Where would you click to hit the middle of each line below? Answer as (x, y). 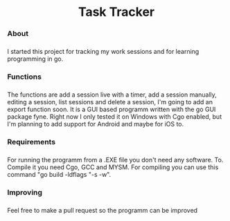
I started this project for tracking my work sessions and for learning (103, 52)
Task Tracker (116, 12)
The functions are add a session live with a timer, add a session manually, (112, 95)
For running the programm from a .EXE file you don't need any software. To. (115, 160)
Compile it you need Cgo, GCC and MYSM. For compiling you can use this (113, 167)
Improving (25, 192)
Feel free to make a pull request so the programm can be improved (103, 210)
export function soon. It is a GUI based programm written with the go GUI (112, 109)
